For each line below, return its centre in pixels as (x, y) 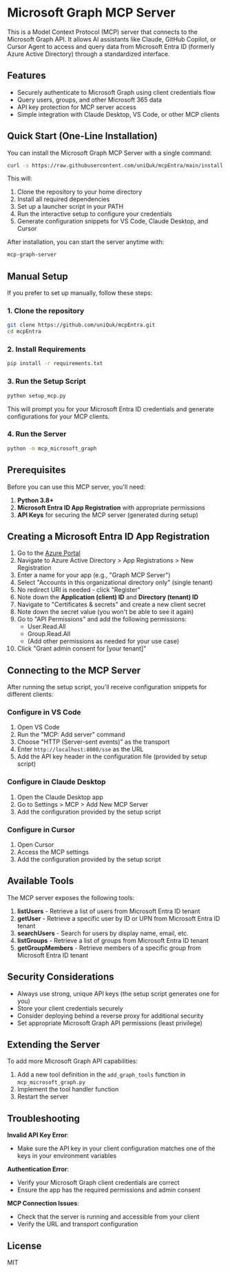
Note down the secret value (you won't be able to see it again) (105, 612)
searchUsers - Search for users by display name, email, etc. (103, 933)
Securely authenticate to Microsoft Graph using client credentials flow (116, 92)
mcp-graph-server (32, 255)
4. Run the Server (37, 434)
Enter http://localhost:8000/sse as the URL (80, 749)
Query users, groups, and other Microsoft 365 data (90, 100)
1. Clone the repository (46, 311)
